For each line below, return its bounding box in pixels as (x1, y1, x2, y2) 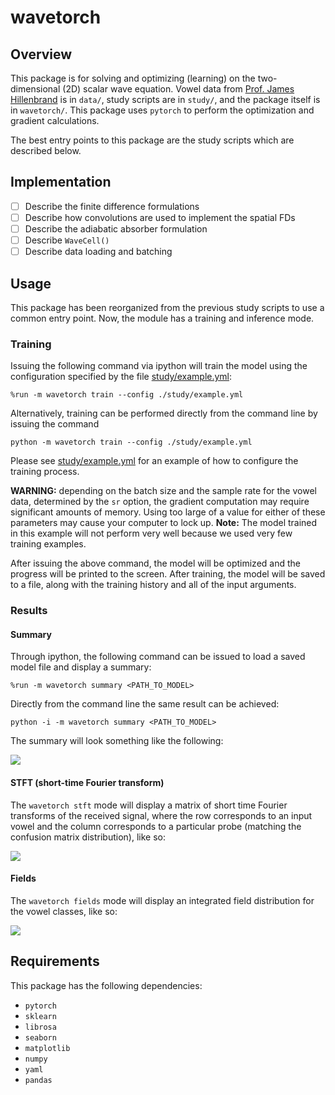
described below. (10, 145, 82, 156)
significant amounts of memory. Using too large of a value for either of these (10, 506, 326, 518)
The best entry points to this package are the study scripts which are (10, 134, 295, 146)
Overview (10, 46, 73, 63)
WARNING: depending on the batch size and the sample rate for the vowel (10, 485, 317, 497)
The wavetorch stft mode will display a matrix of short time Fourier (10, 799, 288, 811)
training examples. (10, 538, 87, 550)
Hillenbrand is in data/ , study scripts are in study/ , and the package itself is (10, 94, 321, 105)
